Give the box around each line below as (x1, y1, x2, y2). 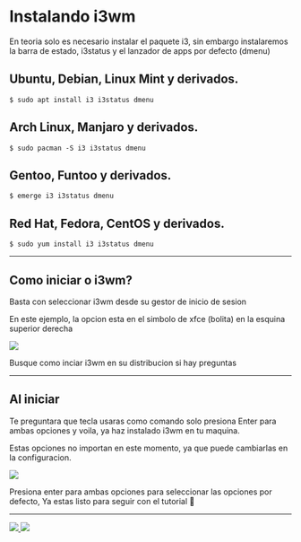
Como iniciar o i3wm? (9, 272, 133, 288)
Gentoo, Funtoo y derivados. (9, 168, 172, 183)
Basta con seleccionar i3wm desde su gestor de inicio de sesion (9, 296, 247, 307)
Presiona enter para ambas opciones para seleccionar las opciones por (9, 486, 272, 497)
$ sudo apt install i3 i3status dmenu (9, 95, 154, 104)
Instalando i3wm (9, 6, 136, 27)
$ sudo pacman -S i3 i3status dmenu (9, 144, 146, 153)
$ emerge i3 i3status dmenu (9, 191, 115, 201)
